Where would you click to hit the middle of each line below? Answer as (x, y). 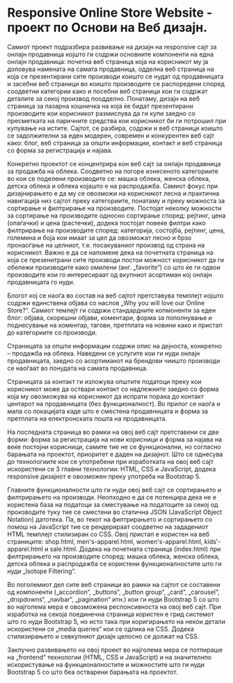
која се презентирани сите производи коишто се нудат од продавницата (115, 76)
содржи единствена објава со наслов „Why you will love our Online (106, 303)
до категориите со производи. (52, 332)
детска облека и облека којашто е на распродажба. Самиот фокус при (113, 186)
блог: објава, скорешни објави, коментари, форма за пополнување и (110, 317)
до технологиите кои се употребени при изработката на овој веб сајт (111, 461)
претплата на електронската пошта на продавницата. (87, 418)
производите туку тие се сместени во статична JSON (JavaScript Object (115, 512)
